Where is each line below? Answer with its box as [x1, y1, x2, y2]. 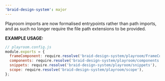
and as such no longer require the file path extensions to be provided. [5, 25, 146, 32]
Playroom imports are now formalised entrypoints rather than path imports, [5, 20, 157, 26]
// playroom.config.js [5, 44, 52, 49]
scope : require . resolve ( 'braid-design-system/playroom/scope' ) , [9, 67, 144, 72]
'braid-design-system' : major [5, 7, 67, 12]
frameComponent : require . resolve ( [9, 54, 80, 59]
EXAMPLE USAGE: [5, 35, 43, 41]
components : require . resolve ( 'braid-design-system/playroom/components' [9, 58, 162, 63]
